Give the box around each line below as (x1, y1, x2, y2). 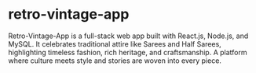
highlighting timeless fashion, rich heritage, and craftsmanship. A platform (8, 47, 247, 57)
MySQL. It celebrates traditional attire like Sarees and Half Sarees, (8, 39, 221, 48)
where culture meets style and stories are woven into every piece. (8, 56, 222, 65)
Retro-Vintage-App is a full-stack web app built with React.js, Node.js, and (8, 31, 249, 40)
